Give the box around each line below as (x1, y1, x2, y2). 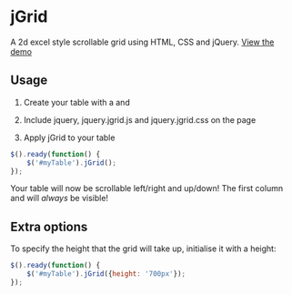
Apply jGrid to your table (23, 132, 116, 143)
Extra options (10, 219, 88, 234)
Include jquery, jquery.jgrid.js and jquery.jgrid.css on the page (23, 114, 257, 125)
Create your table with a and (23, 97, 130, 107)
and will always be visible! (10, 193, 108, 204)
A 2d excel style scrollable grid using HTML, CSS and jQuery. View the (10, 36, 275, 47)
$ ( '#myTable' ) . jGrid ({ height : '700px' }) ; (26, 270, 186, 279)
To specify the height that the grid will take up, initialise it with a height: (10, 243, 277, 254)
